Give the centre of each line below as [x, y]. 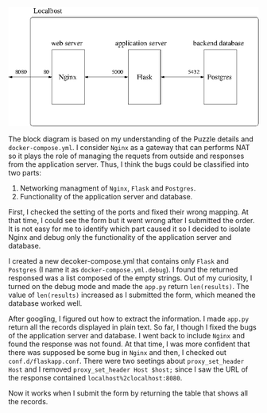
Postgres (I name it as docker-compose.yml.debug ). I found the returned [123, 269]
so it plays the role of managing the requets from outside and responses [126, 156]
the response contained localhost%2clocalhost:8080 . [95, 377]
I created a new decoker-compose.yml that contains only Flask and [118, 261]
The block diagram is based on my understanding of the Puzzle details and [131, 139]
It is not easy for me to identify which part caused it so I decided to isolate [130, 229]
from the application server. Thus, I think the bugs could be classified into [129, 164]
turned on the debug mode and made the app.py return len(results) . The [129, 286]
